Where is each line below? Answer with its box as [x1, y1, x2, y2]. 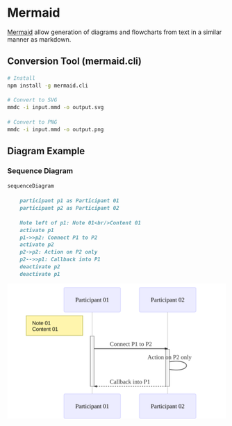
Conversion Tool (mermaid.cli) [7, 56, 142, 67]
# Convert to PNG [7, 119, 58, 126]
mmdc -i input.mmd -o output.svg [7, 104, 104, 111]
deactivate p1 [19, 270, 60, 277]
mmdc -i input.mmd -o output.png [7, 126, 104, 133]
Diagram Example [7, 145, 85, 157]
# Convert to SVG [7, 97, 58, 104]
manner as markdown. [7, 35, 72, 43]
